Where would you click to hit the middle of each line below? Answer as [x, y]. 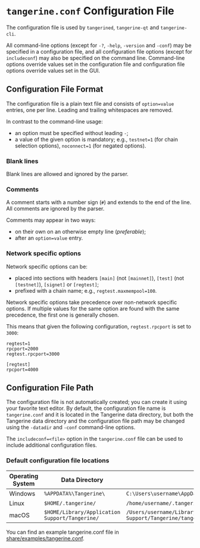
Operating [24, 476]
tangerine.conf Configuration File [90, 11]
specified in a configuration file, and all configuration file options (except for [99, 51]
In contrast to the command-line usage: [54, 121]
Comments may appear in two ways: [51, 220]
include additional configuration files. [51, 445]
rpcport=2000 [22, 349]
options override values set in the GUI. [53, 70]
